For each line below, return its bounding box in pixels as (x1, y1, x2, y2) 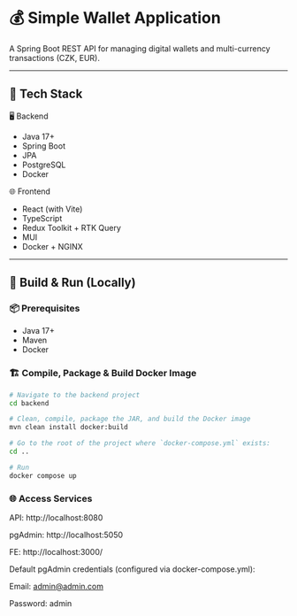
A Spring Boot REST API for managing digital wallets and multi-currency (9, 42, 271, 54)
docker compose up (9, 471, 77, 480)
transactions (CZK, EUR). (9, 52, 100, 63)
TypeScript (21, 212, 63, 223)
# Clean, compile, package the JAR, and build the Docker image (9, 414, 251, 424)
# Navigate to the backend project (9, 390, 141, 399)
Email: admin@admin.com (9, 581, 104, 592)
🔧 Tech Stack (9, 87, 83, 102)
